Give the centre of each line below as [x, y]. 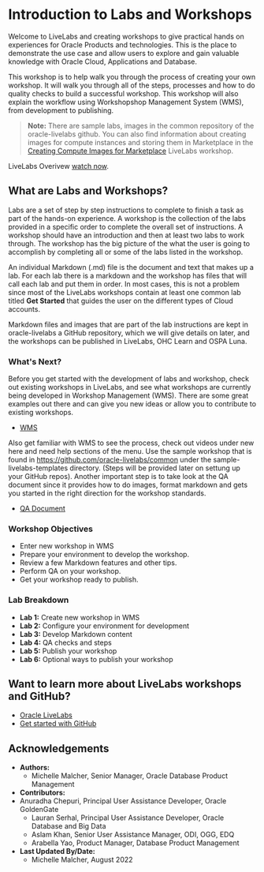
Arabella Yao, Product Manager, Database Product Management [135, 843]
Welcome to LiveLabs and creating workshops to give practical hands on [126, 36]
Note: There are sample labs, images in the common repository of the [141, 125]
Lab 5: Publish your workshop [68, 651]
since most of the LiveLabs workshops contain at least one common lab [125, 292]
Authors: [34, 768]
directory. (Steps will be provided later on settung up [155, 468]
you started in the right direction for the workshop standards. [107, 493]
